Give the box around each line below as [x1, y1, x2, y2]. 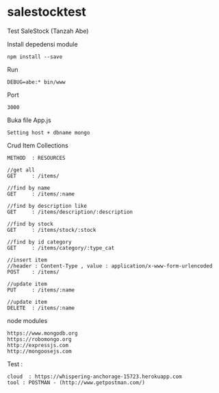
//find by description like [7, 202, 88, 209]
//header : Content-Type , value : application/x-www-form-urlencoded [7, 262, 213, 270]
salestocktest [7, 4, 87, 20]
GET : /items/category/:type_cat [7, 244, 115, 251]
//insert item [7, 257, 48, 263]
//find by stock [7, 220, 53, 227]
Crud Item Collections [7, 141, 68, 150]
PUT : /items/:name [7, 286, 75, 294]
